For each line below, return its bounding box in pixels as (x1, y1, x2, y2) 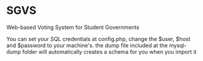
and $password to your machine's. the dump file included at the (6, 42, 168, 49)
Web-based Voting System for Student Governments (6, 24, 140, 31)
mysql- (169, 42, 187, 49)
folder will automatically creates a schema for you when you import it (22, 48, 197, 55)
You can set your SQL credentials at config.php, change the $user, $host (6, 35, 191, 42)
